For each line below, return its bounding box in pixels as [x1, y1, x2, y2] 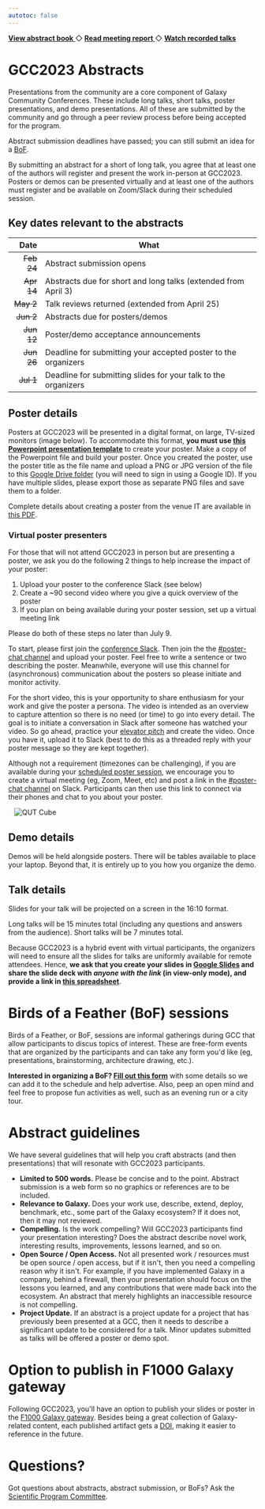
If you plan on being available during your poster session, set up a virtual [19, 605, 256, 615]
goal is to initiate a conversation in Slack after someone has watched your [8, 718, 248, 728]
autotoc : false [8, 11, 58, 20]
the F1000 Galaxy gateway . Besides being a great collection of [8, 1413, 211, 1422]
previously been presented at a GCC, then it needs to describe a [19, 1316, 229, 1326]
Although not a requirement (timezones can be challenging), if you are [8, 758, 237, 768]
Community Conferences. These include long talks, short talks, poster [8, 96, 236, 105]
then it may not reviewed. [19, 1216, 103, 1225]
